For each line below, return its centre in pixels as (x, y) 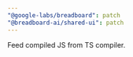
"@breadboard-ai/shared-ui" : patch (66, 23)
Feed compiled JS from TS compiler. (66, 45)
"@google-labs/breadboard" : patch (64, 15)
